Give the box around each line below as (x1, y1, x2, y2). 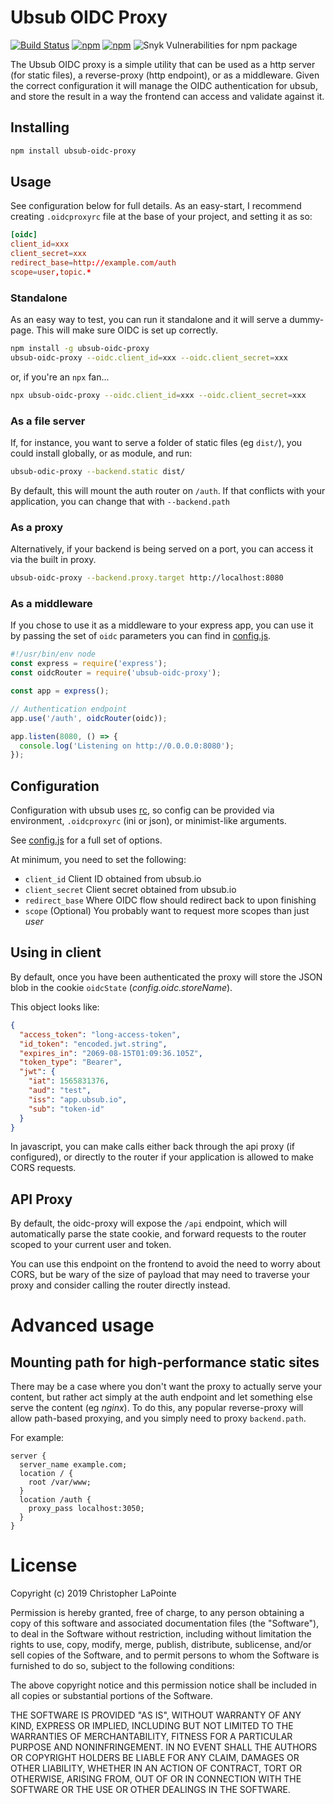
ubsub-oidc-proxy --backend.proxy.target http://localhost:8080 (10, 573, 284, 583)
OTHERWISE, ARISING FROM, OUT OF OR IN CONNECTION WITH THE (10, 1773, 302, 1785)
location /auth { (19, 1495, 92, 1505)
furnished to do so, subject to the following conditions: (10, 1660, 235, 1672)
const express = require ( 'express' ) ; (10, 659, 168, 669)
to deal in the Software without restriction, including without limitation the (10, 1628, 312, 1640)
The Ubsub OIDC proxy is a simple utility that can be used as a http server (10, 58, 316, 70)
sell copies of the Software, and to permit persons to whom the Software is (10, 1649, 320, 1661)
